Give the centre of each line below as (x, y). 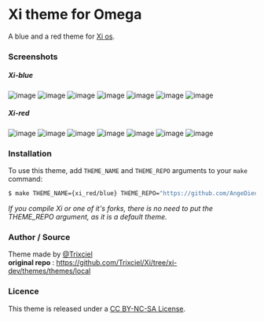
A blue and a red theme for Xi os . (62, 36)
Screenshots (33, 57)
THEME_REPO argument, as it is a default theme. (88, 216)
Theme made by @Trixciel (50, 254)
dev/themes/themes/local (49, 271)
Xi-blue (21, 76)
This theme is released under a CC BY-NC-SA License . (97, 308)
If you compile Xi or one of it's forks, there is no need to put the (111, 208)
